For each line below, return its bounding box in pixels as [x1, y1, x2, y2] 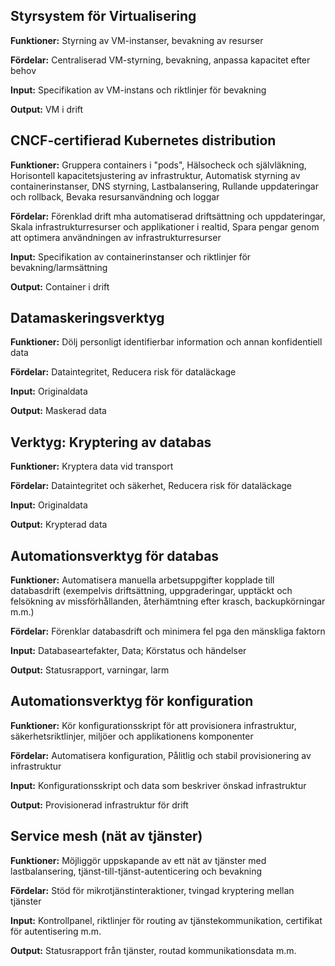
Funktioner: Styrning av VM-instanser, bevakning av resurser [10, 34, 264, 46]
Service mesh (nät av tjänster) [10, 828, 203, 845]
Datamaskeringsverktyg [10, 310, 165, 327]
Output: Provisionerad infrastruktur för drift [10, 799, 189, 811]
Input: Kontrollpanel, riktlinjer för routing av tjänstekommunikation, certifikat [10, 914, 323, 926]
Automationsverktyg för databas [10, 547, 220, 564]
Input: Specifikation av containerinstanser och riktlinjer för [10, 250, 252, 263]
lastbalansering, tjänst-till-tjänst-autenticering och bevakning [10, 865, 263, 877]
